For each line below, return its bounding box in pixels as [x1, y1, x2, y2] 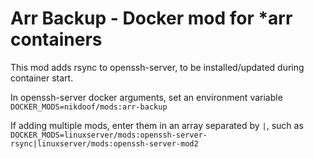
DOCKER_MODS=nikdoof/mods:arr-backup [10, 102, 168, 112]
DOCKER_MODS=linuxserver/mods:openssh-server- [10, 130, 208, 140]
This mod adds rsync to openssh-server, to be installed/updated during [10, 61, 305, 73]
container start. [10, 72, 74, 84]
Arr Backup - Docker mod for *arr [10, 7, 293, 30]
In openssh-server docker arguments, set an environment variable [10, 91, 283, 103]
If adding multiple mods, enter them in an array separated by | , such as [10, 119, 304, 131]
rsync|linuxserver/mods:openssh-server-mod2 [10, 138, 199, 149]
